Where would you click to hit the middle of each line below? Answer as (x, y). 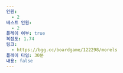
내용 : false (20, 61)
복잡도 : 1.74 (20, 39)
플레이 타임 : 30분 (25, 55)
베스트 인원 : (19, 22)
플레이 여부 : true (26, 34)
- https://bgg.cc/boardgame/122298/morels (64, 50)
